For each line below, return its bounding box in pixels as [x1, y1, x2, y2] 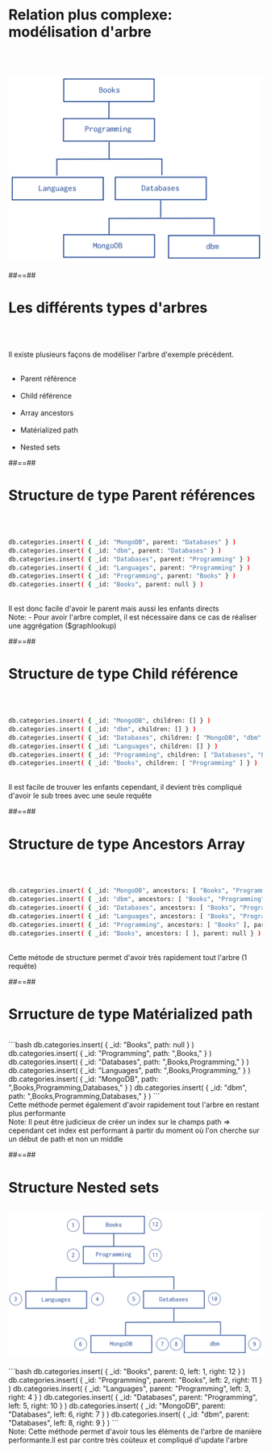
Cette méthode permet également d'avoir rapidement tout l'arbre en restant [8, 1100, 260, 1110]
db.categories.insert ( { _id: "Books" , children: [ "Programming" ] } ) [8, 759, 258, 767]
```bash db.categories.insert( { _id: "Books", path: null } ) [8, 1040, 195, 1050]
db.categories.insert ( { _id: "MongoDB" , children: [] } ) [8, 716, 211, 725]
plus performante [8, 1109, 66, 1118]
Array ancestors [19, 407, 74, 417]
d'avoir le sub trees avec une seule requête [8, 791, 152, 800]
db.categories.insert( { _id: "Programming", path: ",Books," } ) [8, 1049, 212, 1058]
